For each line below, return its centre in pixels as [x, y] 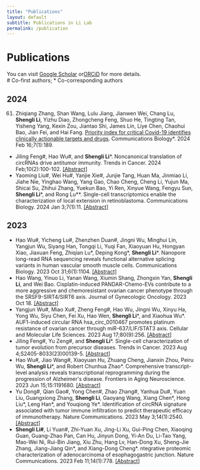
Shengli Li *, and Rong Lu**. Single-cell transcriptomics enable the [96, 194]
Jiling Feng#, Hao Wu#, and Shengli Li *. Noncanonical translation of [99, 156]
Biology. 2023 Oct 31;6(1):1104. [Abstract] [66, 272]
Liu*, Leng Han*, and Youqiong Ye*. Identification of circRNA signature [101, 404]
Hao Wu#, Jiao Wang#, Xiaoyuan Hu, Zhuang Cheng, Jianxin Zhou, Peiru [104, 359]
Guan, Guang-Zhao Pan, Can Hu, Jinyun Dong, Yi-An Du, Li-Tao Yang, [101, 436]
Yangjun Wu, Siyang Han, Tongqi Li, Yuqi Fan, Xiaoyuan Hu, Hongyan [100, 246]
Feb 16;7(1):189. [34, 145]
